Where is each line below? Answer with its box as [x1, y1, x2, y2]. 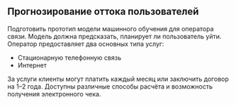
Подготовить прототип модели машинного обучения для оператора [7, 24, 214, 33]
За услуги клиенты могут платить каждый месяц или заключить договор [7, 74, 229, 83]
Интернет [17, 60, 47, 70]
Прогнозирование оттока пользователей [7, 6, 199, 18]
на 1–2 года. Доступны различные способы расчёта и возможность [7, 82, 213, 91]
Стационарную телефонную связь [17, 53, 122, 62]
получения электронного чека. [7, 89, 101, 98]
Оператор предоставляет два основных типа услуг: [7, 39, 164, 48]
